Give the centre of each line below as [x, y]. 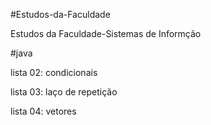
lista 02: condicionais [54, 72]
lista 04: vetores [43, 111]
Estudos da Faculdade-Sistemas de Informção [106, 33]
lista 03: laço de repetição [64, 92]
